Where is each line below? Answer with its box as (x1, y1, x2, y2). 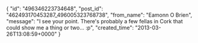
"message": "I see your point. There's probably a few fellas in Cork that (6, 18, 183, 24)
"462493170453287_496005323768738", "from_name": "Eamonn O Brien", (6, 11, 193, 19)
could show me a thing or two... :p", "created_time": (6, 24, 134, 31)
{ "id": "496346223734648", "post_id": (6, 5, 104, 12)
